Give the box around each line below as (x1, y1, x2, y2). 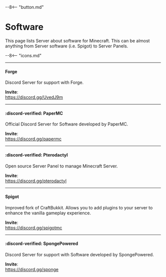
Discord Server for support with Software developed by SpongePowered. (5, 251, 154, 257)
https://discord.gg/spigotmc (5, 225, 63, 231)
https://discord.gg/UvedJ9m (5, 94, 63, 100)
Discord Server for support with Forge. (5, 79, 84, 85)
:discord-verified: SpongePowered (5, 240, 78, 246)
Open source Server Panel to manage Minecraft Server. (5, 163, 118, 169)
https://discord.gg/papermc (5, 136, 62, 142)
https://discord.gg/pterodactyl (5, 178, 67, 184)
